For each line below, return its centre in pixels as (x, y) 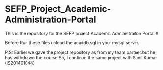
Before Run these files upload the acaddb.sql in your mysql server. (72, 42)
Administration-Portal (51, 19)
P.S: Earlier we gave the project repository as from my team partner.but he (80, 52)
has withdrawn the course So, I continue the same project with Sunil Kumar (81, 57)
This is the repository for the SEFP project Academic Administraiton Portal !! (82, 33)
